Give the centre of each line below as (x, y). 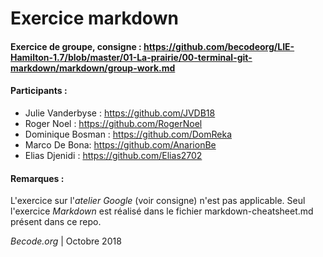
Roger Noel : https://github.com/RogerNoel (113, 123)
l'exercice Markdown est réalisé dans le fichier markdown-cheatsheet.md (162, 211)
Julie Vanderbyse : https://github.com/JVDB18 (120, 113)
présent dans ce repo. (56, 222)
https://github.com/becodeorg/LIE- (219, 46)
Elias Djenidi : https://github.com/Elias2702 (113, 155)
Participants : (39, 91)
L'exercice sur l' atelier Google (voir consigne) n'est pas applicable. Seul (158, 201)
